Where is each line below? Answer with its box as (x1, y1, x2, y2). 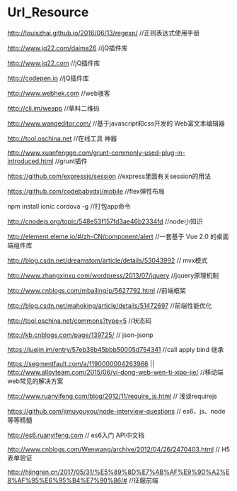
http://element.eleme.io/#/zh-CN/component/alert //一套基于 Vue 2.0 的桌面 (7, 232, 229, 241)
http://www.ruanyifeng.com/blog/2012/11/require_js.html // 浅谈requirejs (7, 392, 217, 400)
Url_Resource (7, 4, 89, 21)
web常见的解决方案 (7, 377, 64, 385)
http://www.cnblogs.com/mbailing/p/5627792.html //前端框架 (7, 286, 186, 294)
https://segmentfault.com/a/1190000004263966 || (7, 359, 154, 368)
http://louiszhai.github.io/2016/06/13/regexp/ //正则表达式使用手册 (7, 28, 200, 37)
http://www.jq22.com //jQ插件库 (7, 58, 100, 67)
